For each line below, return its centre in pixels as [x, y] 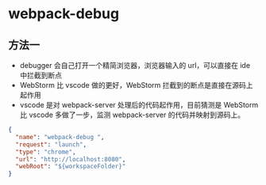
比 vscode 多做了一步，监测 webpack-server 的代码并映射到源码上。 [132, 115]
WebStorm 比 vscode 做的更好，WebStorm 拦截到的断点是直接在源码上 [136, 85]
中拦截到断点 [40, 75]
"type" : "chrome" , [46, 152]
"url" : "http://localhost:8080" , [71, 159]
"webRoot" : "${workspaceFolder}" [71, 167]
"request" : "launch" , [51, 144]
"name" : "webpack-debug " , [60, 137]
